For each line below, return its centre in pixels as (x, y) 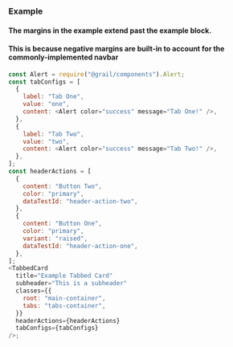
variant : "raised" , (55, 239)
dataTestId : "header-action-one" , (80, 246)
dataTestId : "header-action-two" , (80, 201)
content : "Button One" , (63, 224)
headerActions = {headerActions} (68, 320)
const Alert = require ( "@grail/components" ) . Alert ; (96, 74)
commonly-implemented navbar (63, 57)
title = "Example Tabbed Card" (64, 276)
